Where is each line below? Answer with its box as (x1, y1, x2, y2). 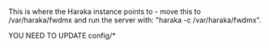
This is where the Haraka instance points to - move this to (8, 7, 201, 16)
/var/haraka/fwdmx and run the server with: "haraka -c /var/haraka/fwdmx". (8, 15, 262, 25)
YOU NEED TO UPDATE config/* (8, 31, 116, 40)
